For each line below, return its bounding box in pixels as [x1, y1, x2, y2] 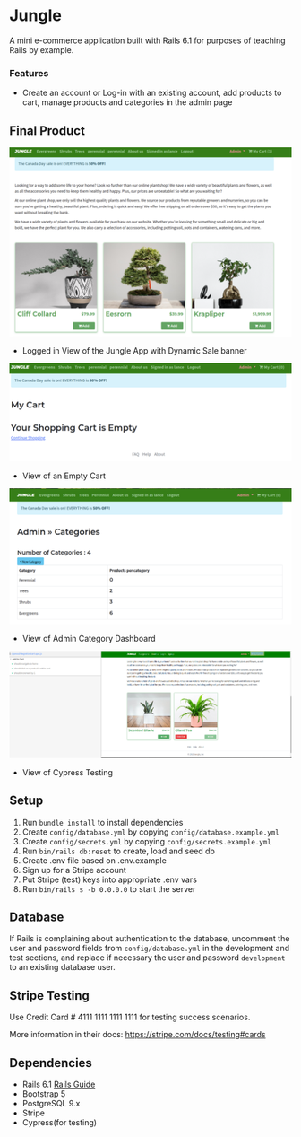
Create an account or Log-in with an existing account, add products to [21, 87, 282, 99]
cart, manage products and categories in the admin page [21, 97, 233, 108]
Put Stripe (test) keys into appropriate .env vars [21, 874, 197, 885]
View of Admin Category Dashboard [21, 634, 156, 644]
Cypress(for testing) [21, 1116, 97, 1127]
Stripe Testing [9, 988, 90, 1003]
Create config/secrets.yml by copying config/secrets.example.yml [21, 835, 271, 846]
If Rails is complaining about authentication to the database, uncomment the [9, 933, 290, 944]
